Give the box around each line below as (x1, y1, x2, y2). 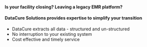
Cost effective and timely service (11, 36, 80, 42)
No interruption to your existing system (11, 31, 92, 37)
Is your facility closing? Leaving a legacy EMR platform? (4, 4, 123, 10)
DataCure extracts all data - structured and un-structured (11, 26, 130, 32)
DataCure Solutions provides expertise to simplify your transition (4, 15, 143, 21)
